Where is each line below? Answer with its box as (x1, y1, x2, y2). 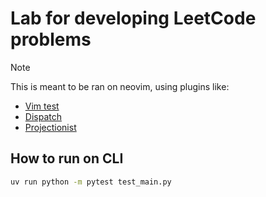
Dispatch (24, 110, 62, 122)
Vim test (24, 100, 60, 112)
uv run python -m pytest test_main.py (10, 177, 172, 187)
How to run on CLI (10, 150, 124, 167)
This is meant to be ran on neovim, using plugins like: (10, 80, 230, 92)
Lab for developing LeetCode (10, 7, 257, 30)
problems (10, 28, 92, 51)
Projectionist (24, 121, 77, 133)
